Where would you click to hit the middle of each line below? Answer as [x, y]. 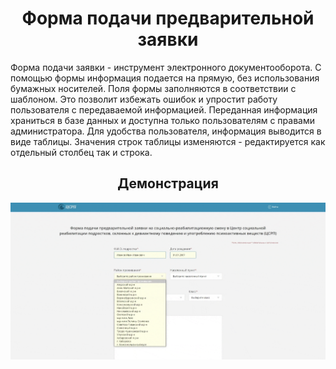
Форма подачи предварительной [168, 18]
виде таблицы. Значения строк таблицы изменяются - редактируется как [168, 141]
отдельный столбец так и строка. [81, 152]
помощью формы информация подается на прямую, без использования [165, 78]
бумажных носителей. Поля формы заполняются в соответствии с [153, 88]
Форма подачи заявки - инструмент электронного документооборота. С [166, 67]
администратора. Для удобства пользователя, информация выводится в [166, 131]
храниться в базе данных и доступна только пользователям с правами [162, 120]
